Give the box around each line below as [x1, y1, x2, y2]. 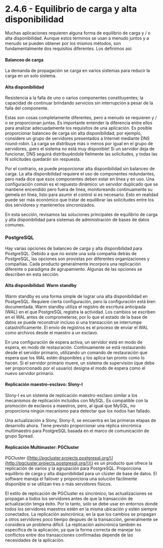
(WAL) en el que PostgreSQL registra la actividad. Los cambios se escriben [5, 309, 156, 315]
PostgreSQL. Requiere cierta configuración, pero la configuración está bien [5, 298, 156, 304]
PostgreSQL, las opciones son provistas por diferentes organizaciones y [5, 256, 150, 262]
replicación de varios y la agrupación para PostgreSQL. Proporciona [5, 465, 142, 471]
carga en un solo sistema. [5, 73, 57, 79]
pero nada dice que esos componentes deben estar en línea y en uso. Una [5, 176, 155, 182]
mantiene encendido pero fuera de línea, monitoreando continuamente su [5, 187, 153, 193]
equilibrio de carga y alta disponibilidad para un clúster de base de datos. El [5, 471, 157, 477]
